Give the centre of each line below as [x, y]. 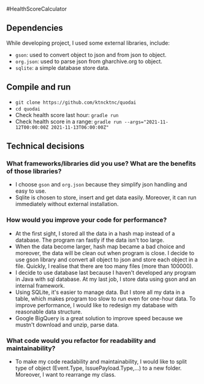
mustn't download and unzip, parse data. [67, 324]
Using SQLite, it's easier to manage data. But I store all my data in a [100, 292]
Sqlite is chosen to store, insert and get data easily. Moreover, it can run [106, 198]
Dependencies [35, 28]
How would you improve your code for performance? [87, 220]
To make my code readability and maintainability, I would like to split [101, 361]
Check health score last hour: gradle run [67, 115]
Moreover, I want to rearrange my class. [66, 374]
